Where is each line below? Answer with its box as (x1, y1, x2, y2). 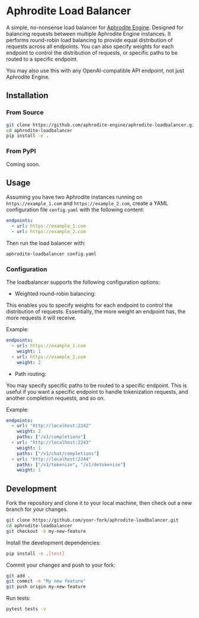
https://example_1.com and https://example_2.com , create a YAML (6, 200, 169, 207)
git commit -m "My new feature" (6, 578, 86, 584)
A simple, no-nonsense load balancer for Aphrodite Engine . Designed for (6, 24, 184, 31)
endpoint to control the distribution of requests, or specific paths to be (6, 49, 178, 56)
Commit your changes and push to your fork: (6, 561, 115, 569)
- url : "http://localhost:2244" (11, 456, 92, 462)
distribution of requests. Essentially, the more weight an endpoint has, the (6, 308, 186, 315)
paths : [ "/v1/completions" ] (17, 434, 86, 440)
